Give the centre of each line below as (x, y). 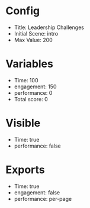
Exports (25, 169)
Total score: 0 (31, 99)
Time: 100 (26, 80)
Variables (30, 64)
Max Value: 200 (33, 40)
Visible (23, 123)
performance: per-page (43, 199)
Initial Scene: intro (36, 33)
